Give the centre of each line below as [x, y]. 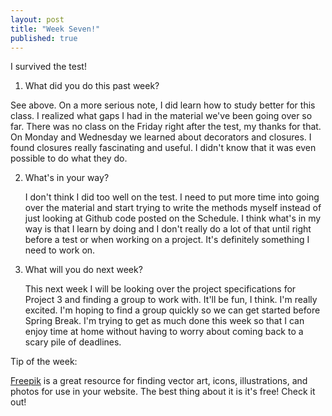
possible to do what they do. [69, 158]
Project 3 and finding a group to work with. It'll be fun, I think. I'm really [171, 300]
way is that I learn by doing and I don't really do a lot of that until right [168, 229]
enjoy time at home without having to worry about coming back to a [164, 332]
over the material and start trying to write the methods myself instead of [173, 208]
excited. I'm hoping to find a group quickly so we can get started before [172, 310]
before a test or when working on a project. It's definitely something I [167, 240]
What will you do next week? [83, 270]
